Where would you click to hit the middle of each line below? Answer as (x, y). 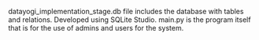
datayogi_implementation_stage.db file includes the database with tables (126, 11)
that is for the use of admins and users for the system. (96, 28)
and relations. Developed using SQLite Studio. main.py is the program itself (129, 20)
